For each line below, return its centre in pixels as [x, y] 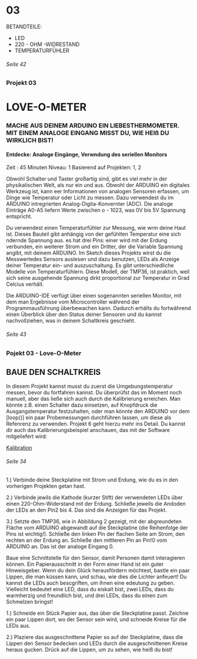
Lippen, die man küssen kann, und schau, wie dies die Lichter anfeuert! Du [96, 576]
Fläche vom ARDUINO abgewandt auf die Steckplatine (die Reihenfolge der [97, 528]
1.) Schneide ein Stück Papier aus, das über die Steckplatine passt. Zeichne [97, 613]
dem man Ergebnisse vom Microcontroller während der [73, 302]
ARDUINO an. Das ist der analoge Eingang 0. [60, 546]
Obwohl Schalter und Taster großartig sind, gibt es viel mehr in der [87, 179]
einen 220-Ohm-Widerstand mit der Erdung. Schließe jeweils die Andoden [96, 503]
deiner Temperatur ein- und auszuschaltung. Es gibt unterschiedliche [90, 265]
